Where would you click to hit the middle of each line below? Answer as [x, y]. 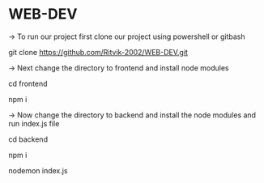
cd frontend [28, 83]
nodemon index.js [38, 170]
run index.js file [34, 123]
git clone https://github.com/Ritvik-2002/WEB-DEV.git [98, 52]
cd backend [28, 139]
